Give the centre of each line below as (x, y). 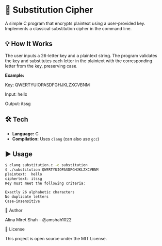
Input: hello (16, 94)
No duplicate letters (27, 196)
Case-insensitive (23, 201)
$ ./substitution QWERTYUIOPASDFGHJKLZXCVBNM (52, 170)
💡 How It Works (29, 44)
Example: (15, 75)
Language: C (25, 134)
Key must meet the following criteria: (45, 183)
